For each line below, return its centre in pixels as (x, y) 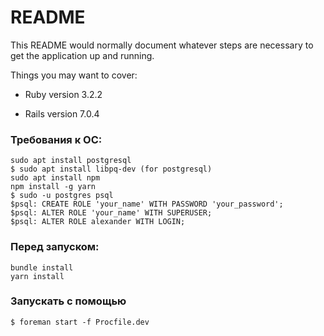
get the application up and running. (82, 55)
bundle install (42, 267)
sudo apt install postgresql (71, 161)
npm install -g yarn (53, 187)
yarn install (37, 276)
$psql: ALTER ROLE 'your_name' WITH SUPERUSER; (111, 213)
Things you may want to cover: (74, 75)
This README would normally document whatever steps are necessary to (162, 45)
